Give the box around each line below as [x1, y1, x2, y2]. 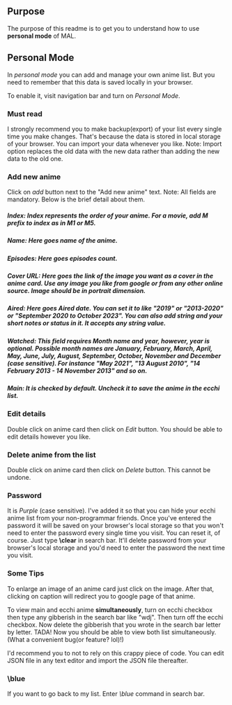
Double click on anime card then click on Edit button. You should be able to [7, 425, 223, 433]
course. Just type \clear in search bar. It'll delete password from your [7, 536, 207, 545]
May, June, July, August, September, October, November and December [7, 351, 222, 359]
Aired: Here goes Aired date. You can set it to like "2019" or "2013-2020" [7, 304, 224, 313]
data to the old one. [7, 154, 63, 163]
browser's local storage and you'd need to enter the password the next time [7, 543, 225, 552]
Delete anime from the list [7, 450, 96, 460]
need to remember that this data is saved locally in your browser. [7, 78, 194, 86]
